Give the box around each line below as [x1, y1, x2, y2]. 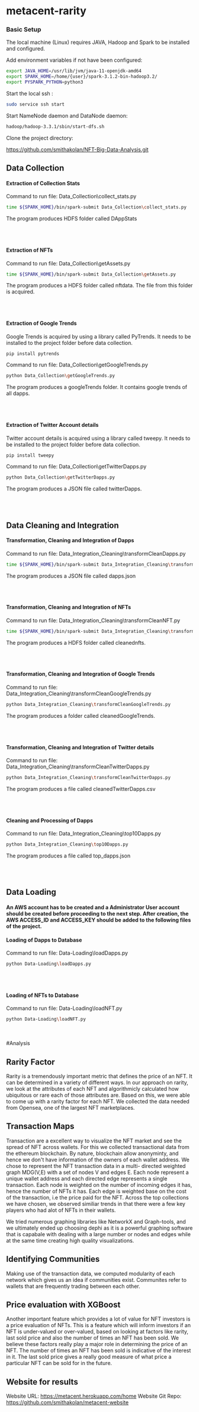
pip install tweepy [6, 452, 54, 458]
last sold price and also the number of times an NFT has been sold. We [6, 1334, 179, 1341]
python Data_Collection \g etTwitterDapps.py [6, 474, 115, 480]
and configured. [6, 45, 46, 52]
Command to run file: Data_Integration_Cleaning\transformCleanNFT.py [6, 616, 181, 624]
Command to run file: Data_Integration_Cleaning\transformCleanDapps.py [6, 550, 186, 557]
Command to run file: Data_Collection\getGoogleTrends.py [6, 361, 148, 369]
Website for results [6, 1376, 78, 1387]
